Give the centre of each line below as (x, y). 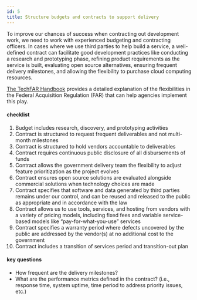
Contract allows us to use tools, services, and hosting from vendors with (103, 208)
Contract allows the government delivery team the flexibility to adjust (98, 165)
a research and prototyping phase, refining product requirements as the (93, 59)
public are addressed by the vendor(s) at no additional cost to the (94, 234)
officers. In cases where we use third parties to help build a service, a (91, 46)
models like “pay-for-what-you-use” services (86, 221)
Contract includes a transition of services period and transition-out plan (101, 246)
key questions (24, 259)
